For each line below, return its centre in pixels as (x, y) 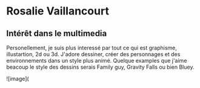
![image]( (18, 79)
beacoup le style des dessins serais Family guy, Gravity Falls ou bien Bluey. (100, 67)
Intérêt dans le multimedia (57, 33)
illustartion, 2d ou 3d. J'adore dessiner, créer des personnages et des (93, 54)
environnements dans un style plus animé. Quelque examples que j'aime (97, 61)
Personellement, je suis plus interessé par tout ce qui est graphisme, (92, 48)
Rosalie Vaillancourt (58, 11)
